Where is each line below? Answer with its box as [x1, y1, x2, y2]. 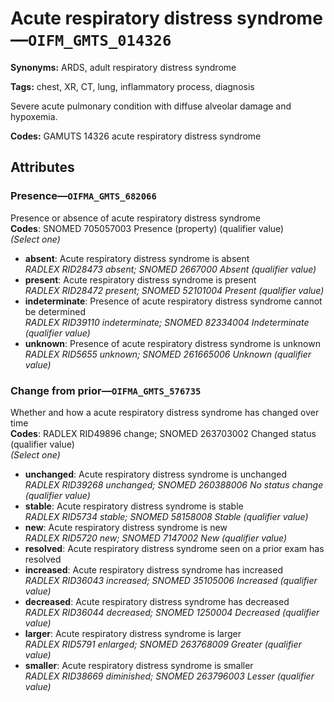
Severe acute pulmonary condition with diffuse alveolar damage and [10, 100, 292, 112]
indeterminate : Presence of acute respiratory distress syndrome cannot [24, 295, 323, 307]
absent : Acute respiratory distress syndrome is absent [24, 252, 250, 264]
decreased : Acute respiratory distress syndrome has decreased [24, 595, 290, 607]
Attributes [10, 159, 75, 176]
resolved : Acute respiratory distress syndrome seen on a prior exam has [24, 542, 325, 554]
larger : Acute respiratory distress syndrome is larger [24, 627, 242, 639]
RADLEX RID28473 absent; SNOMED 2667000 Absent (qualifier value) [24, 263, 317, 275]
